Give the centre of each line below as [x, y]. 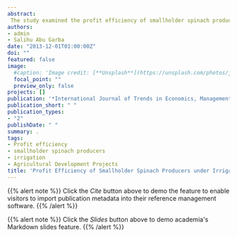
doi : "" [19, 53]
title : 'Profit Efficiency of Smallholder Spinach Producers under [109, 171]
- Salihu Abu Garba [36, 40]
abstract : [22, 14]
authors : [20, 27]
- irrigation [26, 158]
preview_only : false [44, 86]
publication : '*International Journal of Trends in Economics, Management [120, 99]
